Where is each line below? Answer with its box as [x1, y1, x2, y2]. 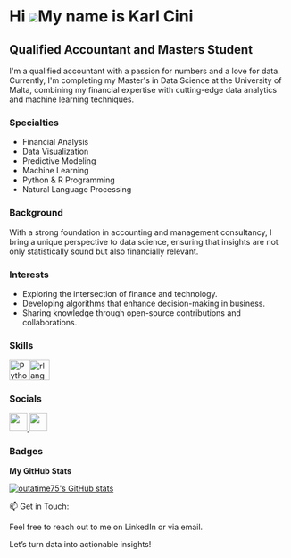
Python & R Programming [21, 174, 116, 185]
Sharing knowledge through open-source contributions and [21, 307, 241, 318]
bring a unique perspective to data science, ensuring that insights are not [9, 236, 279, 247]
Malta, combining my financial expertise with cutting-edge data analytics [9, 85, 278, 95]
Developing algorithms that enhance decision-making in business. [21, 298, 266, 309]
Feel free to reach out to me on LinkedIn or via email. [9, 521, 204, 532]
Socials [9, 393, 42, 405]
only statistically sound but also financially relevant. [9, 246, 199, 257]
